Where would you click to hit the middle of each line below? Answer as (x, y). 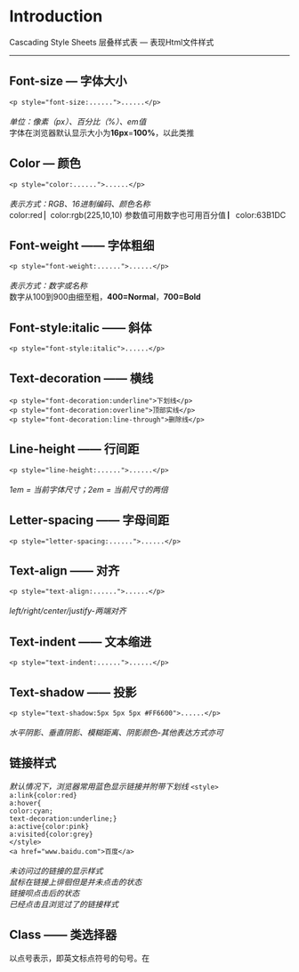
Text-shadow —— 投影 (73, 692)
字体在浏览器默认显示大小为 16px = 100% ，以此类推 (102, 133)
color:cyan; (31, 811)
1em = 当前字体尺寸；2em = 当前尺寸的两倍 (89, 489)
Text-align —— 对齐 (65, 571)
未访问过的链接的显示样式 (56, 871)
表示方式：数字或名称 (48, 285)
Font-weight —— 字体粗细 (82, 245)
